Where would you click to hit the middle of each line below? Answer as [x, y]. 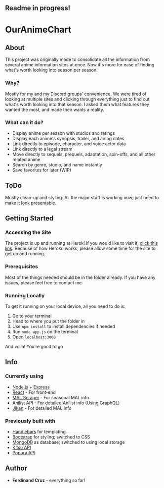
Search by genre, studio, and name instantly [57, 164]
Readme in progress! [38, 8]
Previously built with [30, 421]
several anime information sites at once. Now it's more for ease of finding [80, 65]
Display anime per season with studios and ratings [63, 133]
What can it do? [24, 122]
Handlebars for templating [39, 432]
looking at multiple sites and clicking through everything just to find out [77, 99]
